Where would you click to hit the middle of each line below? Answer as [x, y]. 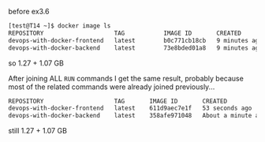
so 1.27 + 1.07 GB [36, 63]
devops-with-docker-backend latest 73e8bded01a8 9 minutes [128, 48]
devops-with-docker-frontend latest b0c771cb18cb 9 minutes [128, 40]
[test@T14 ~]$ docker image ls [60, 26]
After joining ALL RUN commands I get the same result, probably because [126, 78]
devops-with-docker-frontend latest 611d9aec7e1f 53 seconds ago [130, 108]
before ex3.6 [29, 11]
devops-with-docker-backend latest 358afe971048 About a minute [130, 116]
